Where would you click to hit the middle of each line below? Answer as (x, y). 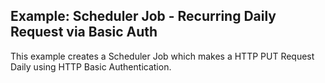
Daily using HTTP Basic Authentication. (91, 66)
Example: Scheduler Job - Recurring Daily (143, 16)
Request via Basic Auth (84, 32)
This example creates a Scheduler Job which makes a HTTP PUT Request (162, 56)
